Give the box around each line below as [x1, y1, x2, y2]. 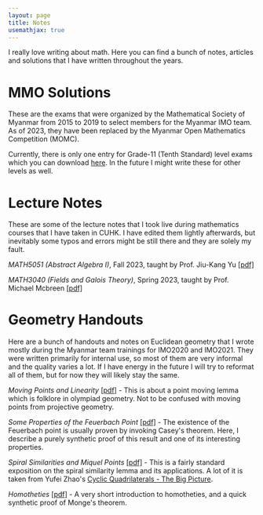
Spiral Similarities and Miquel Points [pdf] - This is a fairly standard [8, 458, 225, 467]
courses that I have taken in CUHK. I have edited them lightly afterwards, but [8, 228, 256, 238]
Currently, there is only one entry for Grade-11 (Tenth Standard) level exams [8, 150, 253, 159]
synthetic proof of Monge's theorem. [8, 498, 127, 507]
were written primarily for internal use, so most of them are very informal [8, 354, 243, 363]
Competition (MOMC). [8, 134, 80, 144]
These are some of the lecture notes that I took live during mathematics [8, 220, 239, 229]
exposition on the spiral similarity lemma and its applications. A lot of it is [8, 466, 243, 476]
